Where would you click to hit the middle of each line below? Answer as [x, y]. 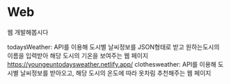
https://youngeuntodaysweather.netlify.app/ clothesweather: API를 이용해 [112, 64]
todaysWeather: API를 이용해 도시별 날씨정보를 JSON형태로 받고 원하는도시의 [113, 47]
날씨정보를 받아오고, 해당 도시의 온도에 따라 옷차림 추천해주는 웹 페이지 [115, 73]
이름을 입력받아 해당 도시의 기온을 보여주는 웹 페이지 [78, 56]
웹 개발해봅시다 [28, 32]
